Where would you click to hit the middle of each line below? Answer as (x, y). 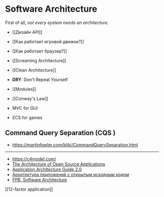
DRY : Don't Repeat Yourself (40, 79)
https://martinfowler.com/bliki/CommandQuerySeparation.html (75, 145)
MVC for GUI (25, 108)
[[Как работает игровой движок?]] (48, 41)
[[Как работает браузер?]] (40, 51)
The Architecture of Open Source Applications (59, 164)
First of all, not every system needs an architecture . (57, 23)
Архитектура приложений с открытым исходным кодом (71, 174)
